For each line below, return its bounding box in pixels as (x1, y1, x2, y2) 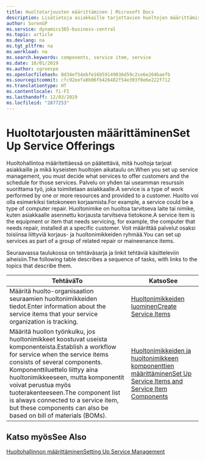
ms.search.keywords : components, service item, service (6, 54, 151, 60)
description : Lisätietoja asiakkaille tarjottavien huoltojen (6, 15, 168, 21)
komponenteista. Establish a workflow (9, 343, 117, 351)
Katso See (149, 276, 178, 285)
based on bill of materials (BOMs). (9, 411, 107, 419)
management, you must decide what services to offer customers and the (6, 172, 189, 180)
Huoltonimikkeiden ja (131, 346, 192, 355)
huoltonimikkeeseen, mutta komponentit (9, 373, 124, 382)
